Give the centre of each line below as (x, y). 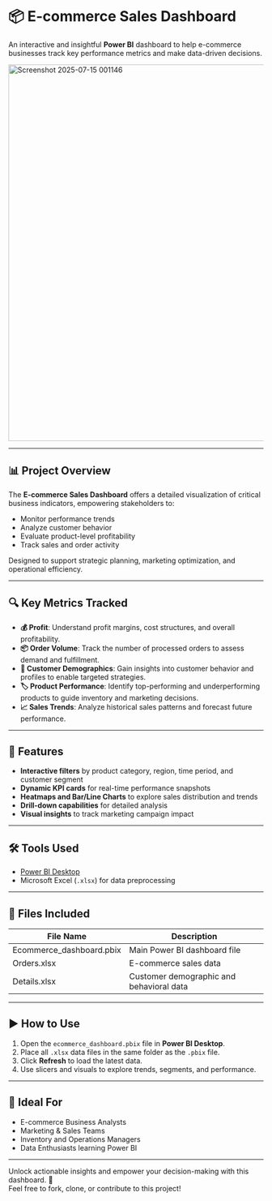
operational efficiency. (46, 568)
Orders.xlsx (34, 963)
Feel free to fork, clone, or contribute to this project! (95, 1188)
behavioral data (159, 987)
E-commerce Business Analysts (73, 1122)
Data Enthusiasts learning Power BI (79, 1147)
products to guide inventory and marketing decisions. (109, 697)
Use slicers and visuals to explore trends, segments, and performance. (138, 1069)
